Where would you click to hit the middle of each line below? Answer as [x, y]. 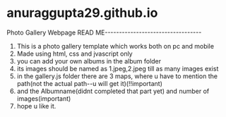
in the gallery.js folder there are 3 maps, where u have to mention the [117, 76]
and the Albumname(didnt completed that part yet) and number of [113, 91]
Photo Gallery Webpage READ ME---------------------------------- [104, 32]
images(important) [44, 98]
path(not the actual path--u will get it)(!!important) [90, 83]
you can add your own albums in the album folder [89, 61]
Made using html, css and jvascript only [75, 54]
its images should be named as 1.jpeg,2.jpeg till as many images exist [118, 68]
